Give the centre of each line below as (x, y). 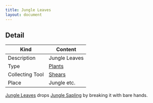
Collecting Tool (26, 75)
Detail (15, 35)
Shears (57, 75)
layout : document (24, 15)
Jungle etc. (62, 83)
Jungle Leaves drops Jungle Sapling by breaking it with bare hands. (76, 95)
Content (66, 50)
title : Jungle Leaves (28, 10)
